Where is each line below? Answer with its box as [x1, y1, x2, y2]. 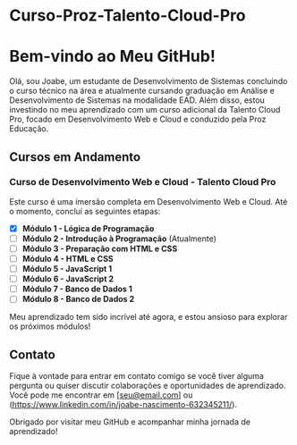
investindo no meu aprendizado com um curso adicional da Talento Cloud [9, 105, 281, 115]
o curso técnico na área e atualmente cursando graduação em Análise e [9, 86, 275, 97]
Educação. [9, 123, 49, 134]
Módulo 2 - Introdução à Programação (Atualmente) [21, 233, 217, 244]
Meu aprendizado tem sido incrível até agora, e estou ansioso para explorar [9, 312, 288, 323]
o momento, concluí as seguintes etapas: [9, 206, 161, 216]
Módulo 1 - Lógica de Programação [21, 222, 155, 233]
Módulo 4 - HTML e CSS [21, 254, 114, 264]
